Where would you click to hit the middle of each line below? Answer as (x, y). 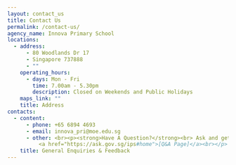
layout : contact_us (36, 14)
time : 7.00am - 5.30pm (66, 86)
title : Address (42, 105)
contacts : (22, 112)
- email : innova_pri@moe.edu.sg (73, 131)
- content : (29, 118)
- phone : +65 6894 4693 (61, 125)
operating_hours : (45, 72)
